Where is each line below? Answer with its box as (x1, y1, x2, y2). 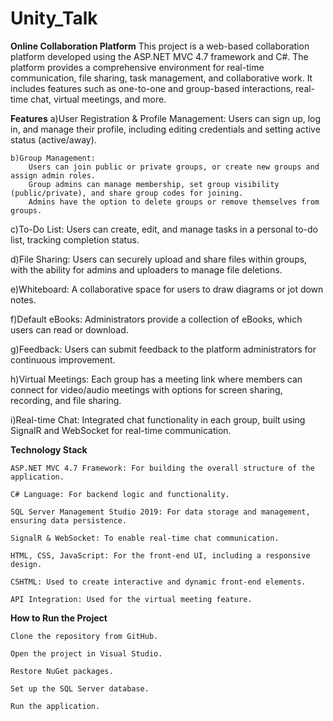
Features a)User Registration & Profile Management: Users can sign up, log (10, 112, 322, 124)
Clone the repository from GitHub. (10, 631, 159, 641)
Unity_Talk (10, 7, 98, 30)
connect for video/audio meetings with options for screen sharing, (10, 383, 283, 396)
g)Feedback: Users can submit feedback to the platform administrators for (10, 343, 317, 355)
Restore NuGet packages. (10, 666, 114, 676)
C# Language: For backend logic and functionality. (10, 489, 230, 499)
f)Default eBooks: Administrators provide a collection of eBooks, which (10, 313, 303, 325)
